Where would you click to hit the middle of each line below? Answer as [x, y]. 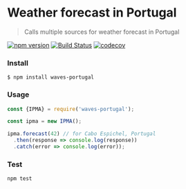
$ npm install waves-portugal [51, 77]
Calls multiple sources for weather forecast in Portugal [102, 32]
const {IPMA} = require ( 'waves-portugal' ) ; [71, 109]
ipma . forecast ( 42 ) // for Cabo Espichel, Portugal [82, 134]
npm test [20, 179]
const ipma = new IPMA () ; [44, 121]
